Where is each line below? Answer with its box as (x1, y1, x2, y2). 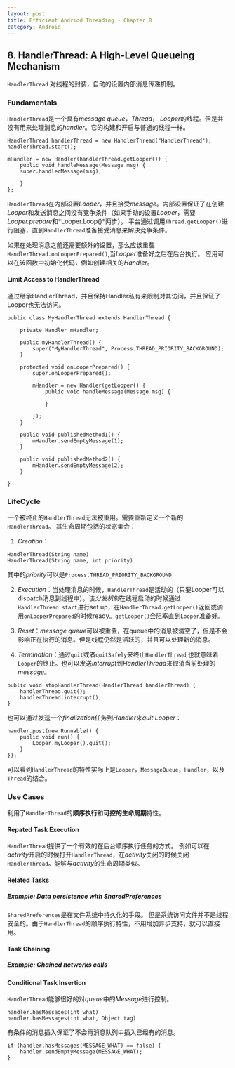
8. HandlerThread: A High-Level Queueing (7, 49, 195, 61)
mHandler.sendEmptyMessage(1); (32, 437, 124, 444)
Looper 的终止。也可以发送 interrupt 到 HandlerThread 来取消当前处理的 (17, 659, 216, 667)
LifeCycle (7, 496, 41, 506)
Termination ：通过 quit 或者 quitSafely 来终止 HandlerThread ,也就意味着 (17, 650, 219, 659)
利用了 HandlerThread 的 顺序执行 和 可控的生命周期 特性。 (7, 809, 166, 817)
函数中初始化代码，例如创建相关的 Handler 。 (25, 258, 154, 267)
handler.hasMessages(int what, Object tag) (7, 1015, 137, 1022)
